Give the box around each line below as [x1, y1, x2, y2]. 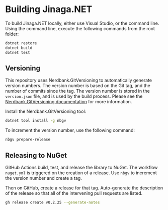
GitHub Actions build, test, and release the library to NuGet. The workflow [5, 164, 158, 170]
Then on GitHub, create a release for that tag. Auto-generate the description [5, 185, 163, 191]
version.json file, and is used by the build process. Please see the [5, 93, 143, 99]
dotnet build [5, 45, 33, 50]
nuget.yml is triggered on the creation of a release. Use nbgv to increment [5, 170, 157, 176]
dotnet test [5, 50, 30, 55]
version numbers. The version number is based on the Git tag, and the [5, 83, 151, 89]
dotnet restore [5, 40, 37, 46]
